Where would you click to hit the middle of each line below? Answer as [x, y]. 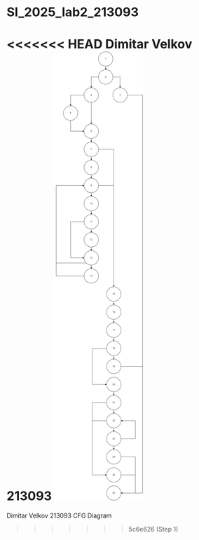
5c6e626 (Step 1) [153, 529]
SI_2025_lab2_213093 [73, 12]
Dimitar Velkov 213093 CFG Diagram [59, 515]
